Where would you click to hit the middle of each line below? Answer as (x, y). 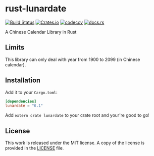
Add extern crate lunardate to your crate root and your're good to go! (77, 115)
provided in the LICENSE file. (35, 148)
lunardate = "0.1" (24, 106)
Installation (23, 80)
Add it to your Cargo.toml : (31, 92)
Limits (15, 48)
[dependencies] (21, 101)
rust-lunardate (36, 9)
